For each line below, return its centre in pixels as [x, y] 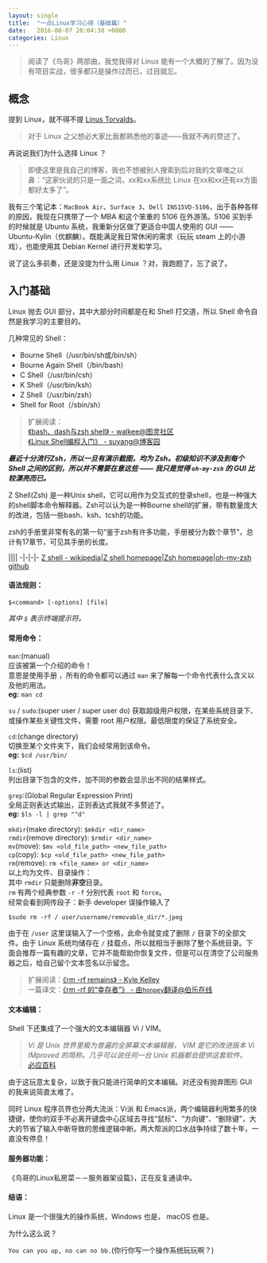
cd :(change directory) [43, 736]
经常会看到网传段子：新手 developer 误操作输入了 [89, 902]
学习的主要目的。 [57, 321]
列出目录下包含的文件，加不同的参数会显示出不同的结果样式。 [109, 780]
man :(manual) [29, 656]
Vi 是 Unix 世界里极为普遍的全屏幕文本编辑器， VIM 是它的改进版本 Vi [141, 1045]
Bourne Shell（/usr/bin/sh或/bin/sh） [80, 355]
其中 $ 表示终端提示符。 [47, 618]
